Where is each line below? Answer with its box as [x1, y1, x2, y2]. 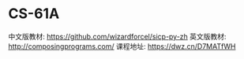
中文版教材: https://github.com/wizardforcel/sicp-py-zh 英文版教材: [8, 31, 227, 41]
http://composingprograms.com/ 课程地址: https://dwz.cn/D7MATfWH [8, 41, 236, 51]
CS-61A [8, 5, 60, 23]
